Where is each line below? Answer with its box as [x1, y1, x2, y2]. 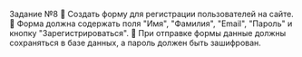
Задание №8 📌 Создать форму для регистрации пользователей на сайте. [9, 9, 295, 19]
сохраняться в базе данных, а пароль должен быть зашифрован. [9, 37, 261, 48]
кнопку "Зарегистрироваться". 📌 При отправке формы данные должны [9, 28, 287, 38]
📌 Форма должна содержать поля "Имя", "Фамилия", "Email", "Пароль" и [9, 18, 293, 29]
